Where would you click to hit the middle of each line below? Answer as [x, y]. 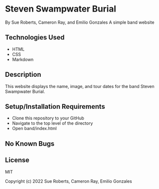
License [17, 160]
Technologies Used [35, 37]
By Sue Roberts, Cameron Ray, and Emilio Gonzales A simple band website [80, 22]
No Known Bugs [30, 144]
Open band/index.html [34, 129]
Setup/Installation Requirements [55, 107]
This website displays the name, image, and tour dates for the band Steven [80, 86]
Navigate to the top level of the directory [52, 123]
